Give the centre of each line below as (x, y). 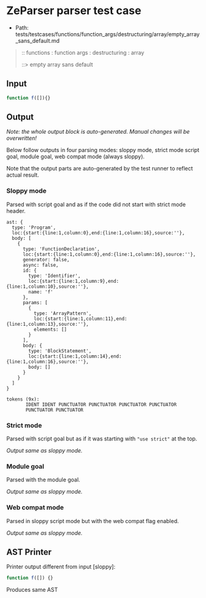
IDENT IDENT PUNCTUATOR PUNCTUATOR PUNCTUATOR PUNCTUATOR (101, 404)
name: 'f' (41, 292)
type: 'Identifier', (55, 276)
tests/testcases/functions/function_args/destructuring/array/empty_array (107, 34)
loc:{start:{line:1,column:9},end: (74, 281)
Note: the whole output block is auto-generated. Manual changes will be (98, 132)
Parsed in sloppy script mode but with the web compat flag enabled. (93, 521)
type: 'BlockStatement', (60, 351)
